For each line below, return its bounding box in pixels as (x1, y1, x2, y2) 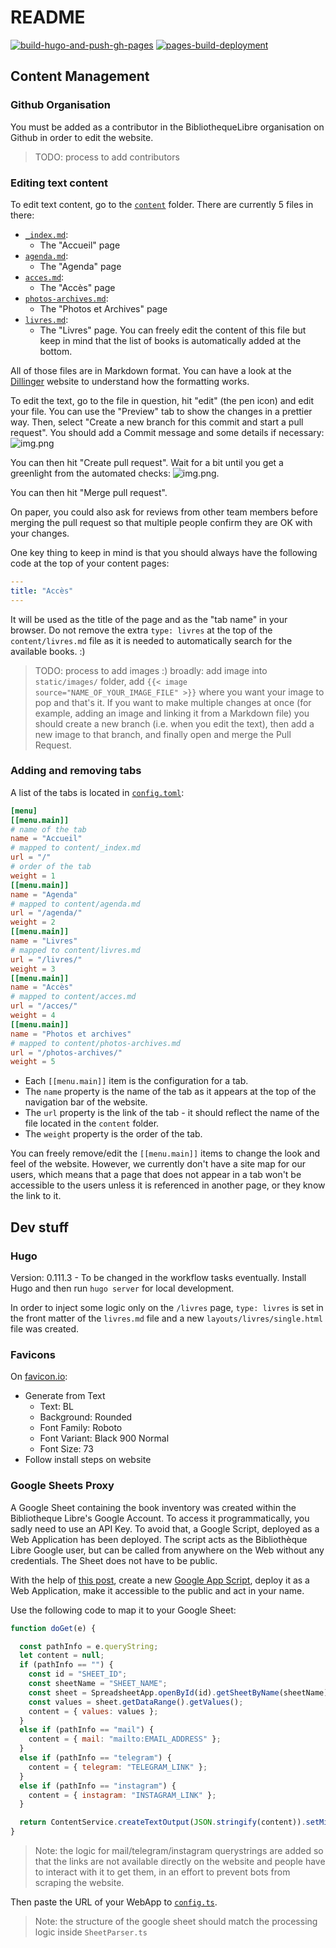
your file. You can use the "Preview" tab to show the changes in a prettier (10, 405, 313, 417)
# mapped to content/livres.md (10, 945, 141, 955)
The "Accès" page (39, 281, 116, 293)
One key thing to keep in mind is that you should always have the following (10, 546, 318, 558)
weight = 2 (10, 917, 56, 928)
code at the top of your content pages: (10, 557, 170, 569)
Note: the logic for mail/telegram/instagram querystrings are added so (34, 1845, 324, 1856)
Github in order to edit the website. (10, 131, 154, 143)
